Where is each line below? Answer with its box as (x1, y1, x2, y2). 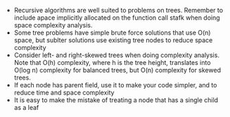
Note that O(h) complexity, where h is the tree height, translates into (13, 58, 211, 66)
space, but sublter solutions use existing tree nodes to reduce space (13, 36, 213, 44)
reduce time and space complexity (13, 88, 115, 97)
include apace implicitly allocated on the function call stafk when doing (13, 13, 220, 22)
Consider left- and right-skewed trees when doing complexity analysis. (13, 51, 220, 59)
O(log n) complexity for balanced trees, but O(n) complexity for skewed (13, 66, 222, 74)
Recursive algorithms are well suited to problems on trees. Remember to (13, 6, 224, 14)
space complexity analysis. (13, 21, 93, 29)
